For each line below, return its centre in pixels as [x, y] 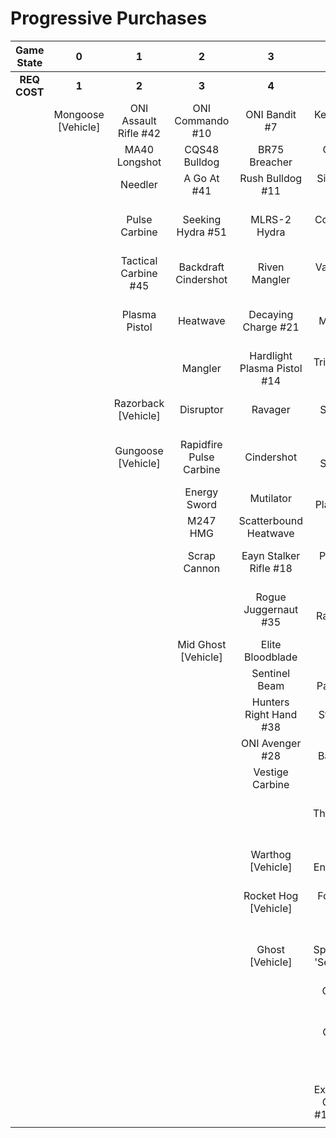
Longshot [139, 162]
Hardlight [271, 355]
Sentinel [271, 673]
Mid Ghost [202, 644]
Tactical [139, 260]
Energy [201, 492]
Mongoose [79, 114]
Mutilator [270, 498]
